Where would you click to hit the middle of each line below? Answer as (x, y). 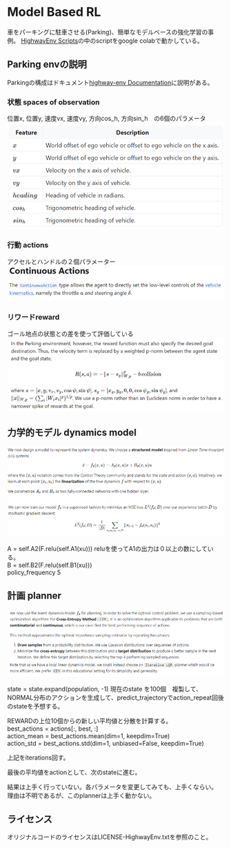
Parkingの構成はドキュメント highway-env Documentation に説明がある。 (110, 82)
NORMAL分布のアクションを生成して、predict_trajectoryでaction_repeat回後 (115, 697)
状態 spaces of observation (53, 102)
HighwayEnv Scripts (49, 40)
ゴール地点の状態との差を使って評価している (70, 334)
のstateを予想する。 (36, 706)
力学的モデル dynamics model (72, 433)
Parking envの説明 (47, 65)
